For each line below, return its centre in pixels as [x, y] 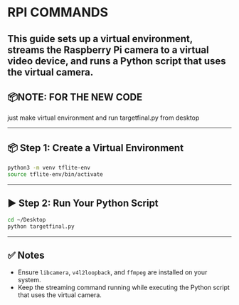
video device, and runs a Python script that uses [117, 61]
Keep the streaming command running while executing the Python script [123, 288]
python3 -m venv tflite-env [49, 168]
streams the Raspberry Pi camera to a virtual [108, 50]
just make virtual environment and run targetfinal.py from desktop [103, 118]
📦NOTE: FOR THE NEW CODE [75, 97]
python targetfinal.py [41, 226]
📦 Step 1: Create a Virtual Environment [95, 148]
